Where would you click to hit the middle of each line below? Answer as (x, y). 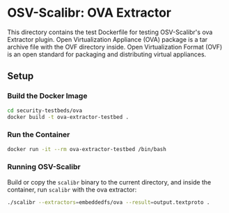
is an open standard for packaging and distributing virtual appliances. (107, 54)
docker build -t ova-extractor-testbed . (68, 117)
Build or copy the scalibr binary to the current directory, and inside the (109, 182)
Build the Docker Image (47, 96)
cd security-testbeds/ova (45, 110)
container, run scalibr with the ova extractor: (72, 189)
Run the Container (39, 135)
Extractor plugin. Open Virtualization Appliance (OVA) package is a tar (108, 39)
